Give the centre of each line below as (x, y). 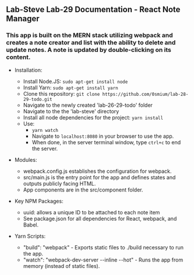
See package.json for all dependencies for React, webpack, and (100, 218)
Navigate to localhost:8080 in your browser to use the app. (103, 136)
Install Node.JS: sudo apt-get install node (75, 81)
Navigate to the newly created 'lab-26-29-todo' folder (88, 105)
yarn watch (45, 130)
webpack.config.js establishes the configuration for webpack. (97, 171)
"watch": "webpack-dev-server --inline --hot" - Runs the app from (103, 260)
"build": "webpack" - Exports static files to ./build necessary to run (103, 247)
